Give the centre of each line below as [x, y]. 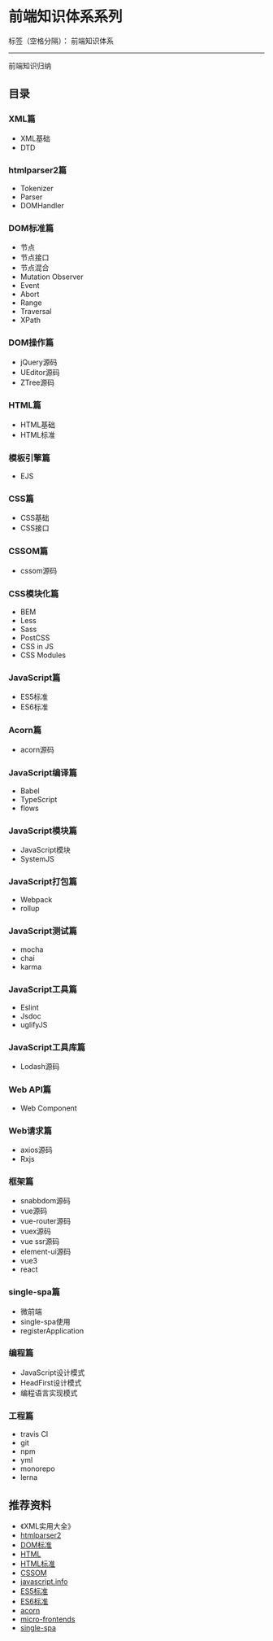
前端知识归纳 [30, 65]
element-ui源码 [45, 1252]
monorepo [37, 1469]
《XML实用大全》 [48, 1525]
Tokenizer [37, 188]
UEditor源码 [40, 372]
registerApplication [52, 1330]
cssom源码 [39, 570]
